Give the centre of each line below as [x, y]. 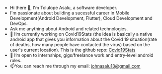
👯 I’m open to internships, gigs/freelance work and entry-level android [81, 55]
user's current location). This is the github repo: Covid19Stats [73, 50]
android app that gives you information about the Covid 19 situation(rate [83, 39]
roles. [16, 60]
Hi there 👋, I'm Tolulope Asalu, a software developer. [64, 8]
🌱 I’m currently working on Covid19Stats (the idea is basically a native [81, 34]
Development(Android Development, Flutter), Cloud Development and [81, 18]
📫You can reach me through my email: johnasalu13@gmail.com [75, 66]
